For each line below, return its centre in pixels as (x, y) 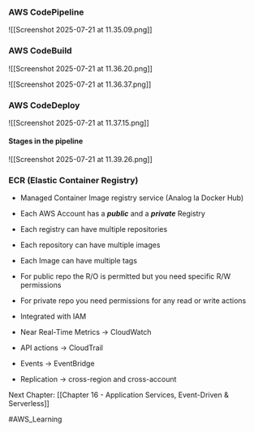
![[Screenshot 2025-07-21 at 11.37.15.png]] (79, 122)
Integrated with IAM (53, 317)
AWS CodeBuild (40, 51)
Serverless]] (29, 404)
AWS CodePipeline (46, 12)
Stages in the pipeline (46, 141)
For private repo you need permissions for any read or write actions (133, 301)
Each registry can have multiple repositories (94, 229)
